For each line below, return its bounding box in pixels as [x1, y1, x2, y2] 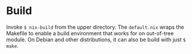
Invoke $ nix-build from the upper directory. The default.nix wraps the [6, 23, 184, 31]
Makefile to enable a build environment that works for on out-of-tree [6, 29, 174, 36]
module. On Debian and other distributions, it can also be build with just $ [6, 36, 186, 43]
